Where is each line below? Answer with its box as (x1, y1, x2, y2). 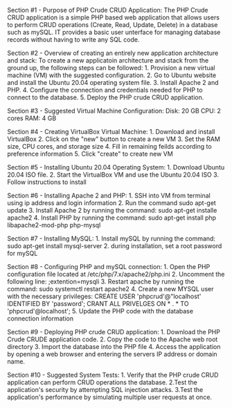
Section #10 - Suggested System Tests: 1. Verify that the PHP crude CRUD (7, 371, 219, 379)
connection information (7, 314, 74, 323)
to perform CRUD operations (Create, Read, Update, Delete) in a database (7, 21, 218, 28)
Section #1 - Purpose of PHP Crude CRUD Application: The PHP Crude (7, 6, 208, 14)
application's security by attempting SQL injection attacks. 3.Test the (7, 386, 204, 393)
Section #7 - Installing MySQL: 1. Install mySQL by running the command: (7, 234, 216, 243)
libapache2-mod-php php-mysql (7, 221, 101, 229)
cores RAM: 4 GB (7, 114, 57, 122)
